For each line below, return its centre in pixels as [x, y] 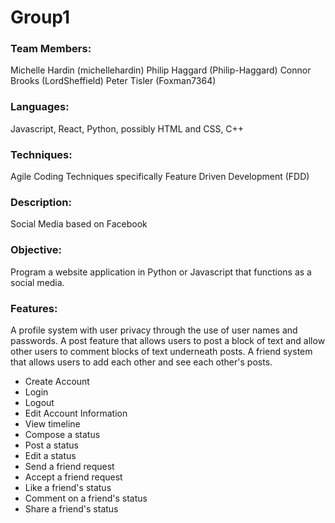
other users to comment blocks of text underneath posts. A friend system [161, 351]
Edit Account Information [76, 413]
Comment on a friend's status [86, 498]
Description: [41, 202]
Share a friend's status [71, 508]
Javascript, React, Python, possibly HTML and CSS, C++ [127, 128]
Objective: [36, 250]
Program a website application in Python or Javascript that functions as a [161, 272]
